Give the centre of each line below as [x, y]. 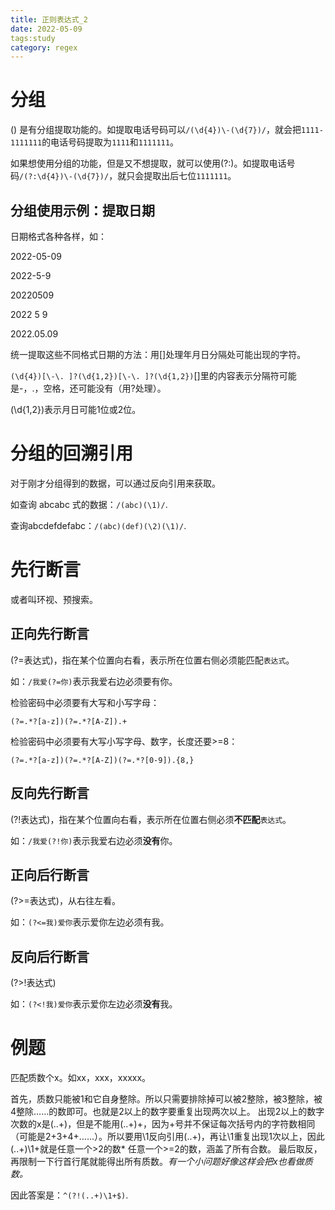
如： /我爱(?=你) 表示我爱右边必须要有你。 [94, 681]
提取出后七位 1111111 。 [190, 176]
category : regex [44, 47]
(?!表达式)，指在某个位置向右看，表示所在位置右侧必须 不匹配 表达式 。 [151, 819]
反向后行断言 [50, 956]
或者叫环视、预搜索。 [54, 599]
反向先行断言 [50, 793]
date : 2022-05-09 [46, 29]
